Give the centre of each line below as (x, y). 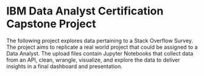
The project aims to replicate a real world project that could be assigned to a (102, 47)
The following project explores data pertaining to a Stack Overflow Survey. (100, 40)
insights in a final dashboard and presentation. (65, 66)
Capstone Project (51, 24)
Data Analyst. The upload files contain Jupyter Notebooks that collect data (100, 53)
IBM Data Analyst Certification (85, 11)
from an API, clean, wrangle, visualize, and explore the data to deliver (93, 60)
